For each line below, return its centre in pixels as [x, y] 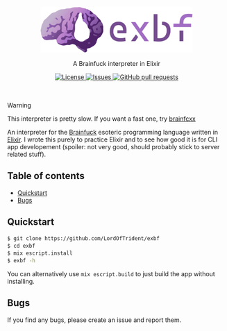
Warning [19, 105]
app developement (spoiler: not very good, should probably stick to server [113, 146]
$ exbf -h [22, 260]
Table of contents [46, 176]
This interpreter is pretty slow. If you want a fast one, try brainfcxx [101, 119]
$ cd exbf [22, 246]
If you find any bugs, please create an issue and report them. [94, 320]
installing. [21, 281]
